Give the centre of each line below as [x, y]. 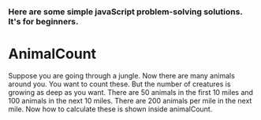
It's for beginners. [43, 21]
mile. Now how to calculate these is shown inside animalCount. [110, 109]
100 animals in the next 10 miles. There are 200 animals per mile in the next [130, 100]
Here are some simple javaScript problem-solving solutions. [125, 12]
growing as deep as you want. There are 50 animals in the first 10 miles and [131, 92]
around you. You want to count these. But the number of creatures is [119, 84]
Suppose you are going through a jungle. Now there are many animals [121, 75]
